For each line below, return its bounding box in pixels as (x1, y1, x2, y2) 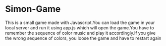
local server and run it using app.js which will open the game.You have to (5, 24, 155, 30)
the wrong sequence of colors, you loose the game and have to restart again (5, 35, 162, 41)
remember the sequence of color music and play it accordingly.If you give (5, 30, 156, 36)
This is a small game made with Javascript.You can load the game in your (5, 20, 155, 25)
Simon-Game (5, 3, 61, 15)
